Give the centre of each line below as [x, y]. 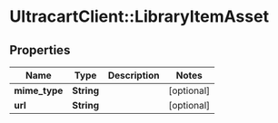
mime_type [39, 90]
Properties [40, 50]
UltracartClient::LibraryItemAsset [139, 17]
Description [134, 76]
